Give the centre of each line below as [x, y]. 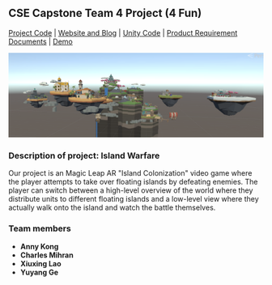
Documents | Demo [40, 41]
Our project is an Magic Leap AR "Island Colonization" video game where [130, 173]
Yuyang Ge [39, 272]
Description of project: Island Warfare [84, 155]
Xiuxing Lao [41, 263]
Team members [40, 228]
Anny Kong [39, 246]
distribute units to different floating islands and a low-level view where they [134, 199]
